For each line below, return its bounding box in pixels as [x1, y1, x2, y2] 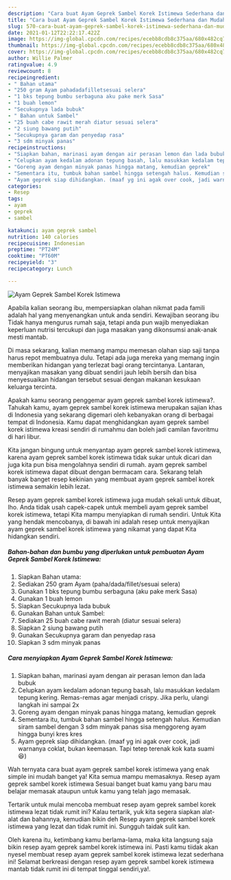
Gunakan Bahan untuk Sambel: [17, 609, 106, 617]
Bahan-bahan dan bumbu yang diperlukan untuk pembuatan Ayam [8, 548, 204, 556]
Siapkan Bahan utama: [17, 572, 82, 581]
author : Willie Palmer [8, 55, 73, 62]
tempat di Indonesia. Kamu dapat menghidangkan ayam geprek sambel [8, 417, 209, 426]
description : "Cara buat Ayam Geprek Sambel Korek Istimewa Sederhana [8, 10, 214, 17]
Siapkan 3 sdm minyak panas [17, 638, 101, 646]
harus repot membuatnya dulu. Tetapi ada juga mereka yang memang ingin [8, 353, 220, 362]
